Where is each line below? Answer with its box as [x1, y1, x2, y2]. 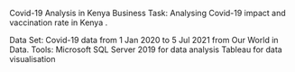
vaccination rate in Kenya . [9, 17, 108, 28]
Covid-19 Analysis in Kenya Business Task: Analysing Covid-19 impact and [9, 8, 286, 18]
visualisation [9, 54, 56, 64]
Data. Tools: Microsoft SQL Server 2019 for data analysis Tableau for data [9, 44, 282, 55]
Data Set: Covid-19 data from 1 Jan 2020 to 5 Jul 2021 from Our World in [9, 35, 279, 45]
